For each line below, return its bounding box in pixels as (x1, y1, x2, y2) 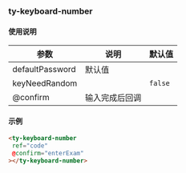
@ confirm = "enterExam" (11, 150, 84, 158)
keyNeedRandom (12, 78, 78, 89)
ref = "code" (11, 142, 48, 150)
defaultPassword (12, 64, 76, 75)
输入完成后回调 (85, 92, 142, 103)
